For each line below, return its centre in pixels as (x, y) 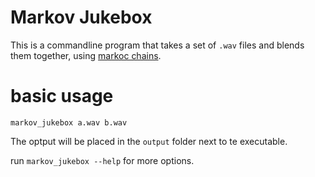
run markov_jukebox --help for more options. (102, 160)
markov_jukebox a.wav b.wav (69, 122)
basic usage (62, 96)
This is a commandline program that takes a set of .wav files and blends (157, 45)
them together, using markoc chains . (86, 55)
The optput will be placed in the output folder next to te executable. (149, 141)
